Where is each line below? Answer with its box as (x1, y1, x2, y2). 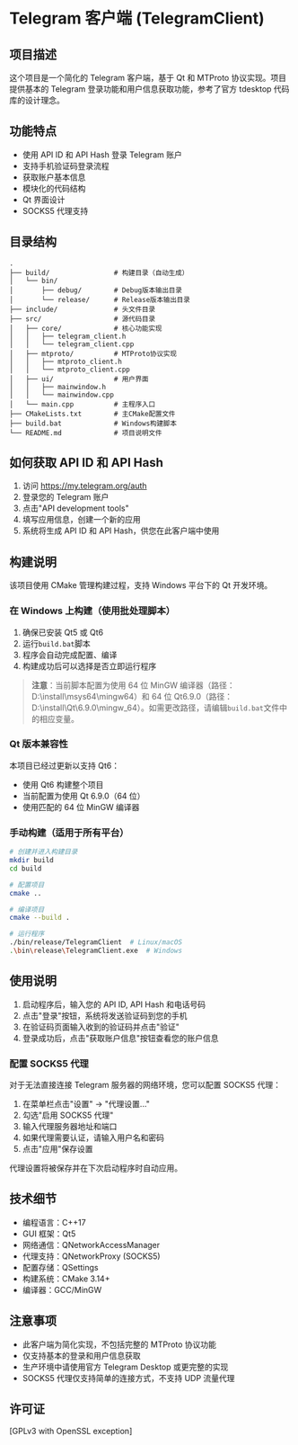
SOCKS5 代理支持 (22, 205, 89, 216)
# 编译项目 (9, 905, 45, 914)
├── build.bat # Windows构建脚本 (9, 419, 178, 428)
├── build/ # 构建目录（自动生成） (9, 268, 189, 277)
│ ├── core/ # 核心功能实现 (9, 324, 162, 333)
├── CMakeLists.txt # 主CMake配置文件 (9, 409, 176, 418)
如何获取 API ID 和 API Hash (9, 455, 164, 470)
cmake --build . (9, 914, 70, 923)
